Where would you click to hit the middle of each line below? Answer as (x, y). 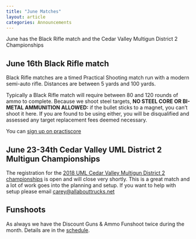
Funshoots (26, 210)
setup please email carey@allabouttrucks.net (61, 191)
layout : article (26, 17)
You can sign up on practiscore (44, 131)
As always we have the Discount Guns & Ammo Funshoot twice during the (95, 224)
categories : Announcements (39, 22)
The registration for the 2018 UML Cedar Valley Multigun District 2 (86, 173)
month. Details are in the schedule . (48, 230)
